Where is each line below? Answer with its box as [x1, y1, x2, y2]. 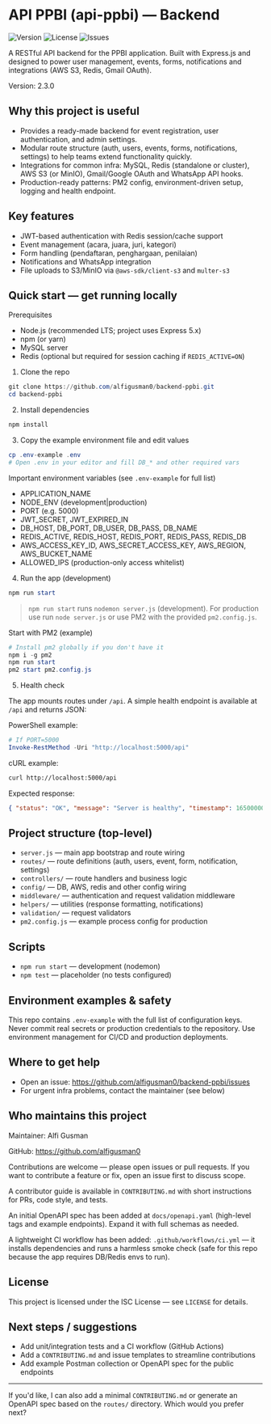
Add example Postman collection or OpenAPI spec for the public [19, 1359, 234, 1368]
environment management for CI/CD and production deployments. [8, 1033, 228, 1042]
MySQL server [19, 343, 69, 353]
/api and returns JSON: [8, 705, 87, 715]
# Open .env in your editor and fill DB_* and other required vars [8, 458, 240, 467]
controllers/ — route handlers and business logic [19, 873, 188, 883]
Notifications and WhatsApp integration [19, 256, 152, 266]
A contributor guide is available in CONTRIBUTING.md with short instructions [8, 1186, 252, 1196]
